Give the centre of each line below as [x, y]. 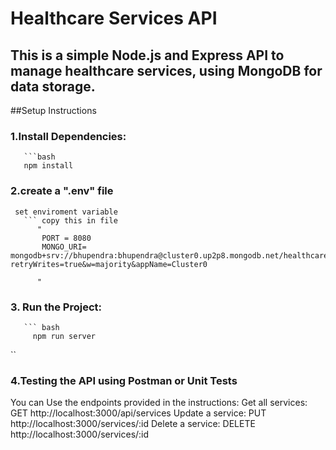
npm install [48, 166]
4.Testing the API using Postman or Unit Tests [124, 380]
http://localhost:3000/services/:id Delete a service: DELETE [133, 424]
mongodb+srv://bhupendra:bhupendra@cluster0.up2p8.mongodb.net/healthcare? [171, 255]
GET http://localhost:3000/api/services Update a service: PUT [138, 413]
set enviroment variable [66, 212]
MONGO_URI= [64, 247]
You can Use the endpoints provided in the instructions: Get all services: [159, 403]
